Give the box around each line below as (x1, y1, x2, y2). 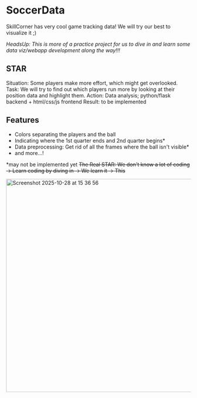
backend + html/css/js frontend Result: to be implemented (6, 98, 147, 105)
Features (6, 115, 39, 125)
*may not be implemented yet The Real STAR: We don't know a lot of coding (6, 161, 191, 168)
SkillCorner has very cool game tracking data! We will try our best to (6, 23, 171, 30)
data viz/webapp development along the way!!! (6, 46, 120, 53)
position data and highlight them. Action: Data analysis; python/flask (6, 92, 171, 99)
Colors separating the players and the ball (14, 130, 116, 138)
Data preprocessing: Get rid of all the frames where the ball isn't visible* (14, 143, 189, 150)
